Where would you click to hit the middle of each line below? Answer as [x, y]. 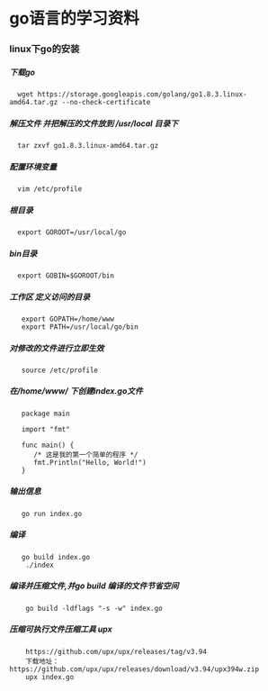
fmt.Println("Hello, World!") [89, 462]
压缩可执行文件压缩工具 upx [61, 629]
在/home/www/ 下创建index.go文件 [76, 391]
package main [45, 414]
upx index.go [50, 677]
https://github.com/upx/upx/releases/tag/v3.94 [116, 651]
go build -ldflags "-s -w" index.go [94, 608]
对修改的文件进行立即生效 [57, 348]
